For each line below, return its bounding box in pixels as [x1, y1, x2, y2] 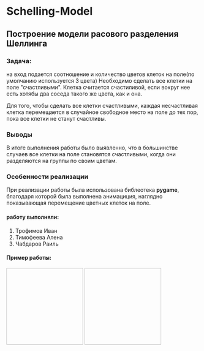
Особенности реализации [6, 173, 89, 181]
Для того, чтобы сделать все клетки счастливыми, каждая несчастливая [6, 102, 198, 109]
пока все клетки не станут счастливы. [6, 115, 107, 122]
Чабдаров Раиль [15, 240, 59, 247]
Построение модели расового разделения [6, 29, 179, 39]
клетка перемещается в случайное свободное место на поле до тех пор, [6, 108, 198, 116]
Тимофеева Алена [15, 233, 63, 241]
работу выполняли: [6, 213, 59, 221]
